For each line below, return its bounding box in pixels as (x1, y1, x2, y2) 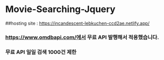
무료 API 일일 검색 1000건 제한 (5, 48, 77, 55)
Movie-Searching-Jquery (5, 4, 116, 15)
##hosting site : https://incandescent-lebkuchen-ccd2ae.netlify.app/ (5, 20, 150, 26)
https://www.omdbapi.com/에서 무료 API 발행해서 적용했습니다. (5, 34, 159, 41)
